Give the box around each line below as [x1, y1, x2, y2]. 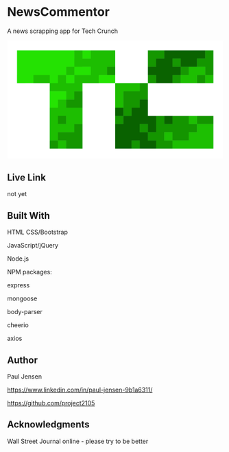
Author [7, 354, 38, 366]
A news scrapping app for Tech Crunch [7, 27, 119, 35]
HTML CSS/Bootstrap [7, 228, 69, 237]
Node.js [7, 254, 29, 263]
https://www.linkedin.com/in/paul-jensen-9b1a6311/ [7, 385, 153, 394]
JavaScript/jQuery [7, 241, 59, 250]
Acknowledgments [7, 419, 91, 431]
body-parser [7, 308, 43, 316]
